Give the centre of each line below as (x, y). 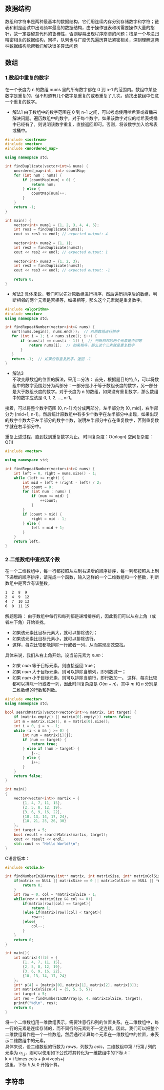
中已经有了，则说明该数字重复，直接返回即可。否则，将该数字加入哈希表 (85, 124)
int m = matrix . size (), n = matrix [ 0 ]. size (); (62, 721)
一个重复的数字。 (22, 102)
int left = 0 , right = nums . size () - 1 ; (55, 473)
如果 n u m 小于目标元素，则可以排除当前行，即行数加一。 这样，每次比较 (85, 678)
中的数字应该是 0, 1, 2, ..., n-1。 (43, 398)
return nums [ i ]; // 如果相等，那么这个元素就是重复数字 (82, 345)
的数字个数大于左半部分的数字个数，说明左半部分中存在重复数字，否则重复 (80, 420)
